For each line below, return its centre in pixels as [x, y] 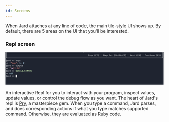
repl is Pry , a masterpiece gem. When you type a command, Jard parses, [81, 103]
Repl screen [20, 44]
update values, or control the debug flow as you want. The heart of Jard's [82, 98]
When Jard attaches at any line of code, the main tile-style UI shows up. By [83, 26]
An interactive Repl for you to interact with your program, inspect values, [80, 93]
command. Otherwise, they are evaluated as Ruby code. [63, 114]
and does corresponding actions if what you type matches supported [77, 109]
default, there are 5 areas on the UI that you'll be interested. [67, 31]
